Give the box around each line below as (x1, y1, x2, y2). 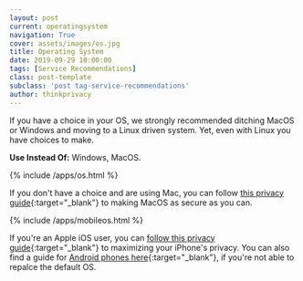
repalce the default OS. (9, 261, 97, 272)
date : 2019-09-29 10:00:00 (9, 56, 112, 65)
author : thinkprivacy (9, 89, 92, 99)
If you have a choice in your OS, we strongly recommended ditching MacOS (9, 115, 295, 126)
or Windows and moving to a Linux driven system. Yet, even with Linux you (9, 124, 291, 135)
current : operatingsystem (9, 22, 108, 31)
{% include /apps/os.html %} (9, 170, 119, 181)
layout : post (9, 13, 59, 23)
